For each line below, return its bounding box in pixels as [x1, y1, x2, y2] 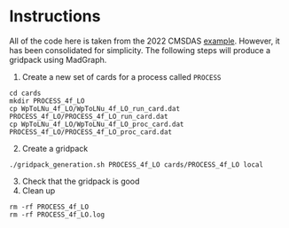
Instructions [9, 6, 101, 27]
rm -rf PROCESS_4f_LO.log [9, 210, 105, 219]
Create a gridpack [21, 143, 89, 153]
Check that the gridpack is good [21, 176, 140, 186]
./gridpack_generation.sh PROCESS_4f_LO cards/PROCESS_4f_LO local [9, 160, 264, 169]
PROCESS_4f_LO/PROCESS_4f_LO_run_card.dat [9, 112, 168, 121]
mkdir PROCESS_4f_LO [9, 96, 86, 106]
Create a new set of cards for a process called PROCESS [21, 71, 222, 82]
